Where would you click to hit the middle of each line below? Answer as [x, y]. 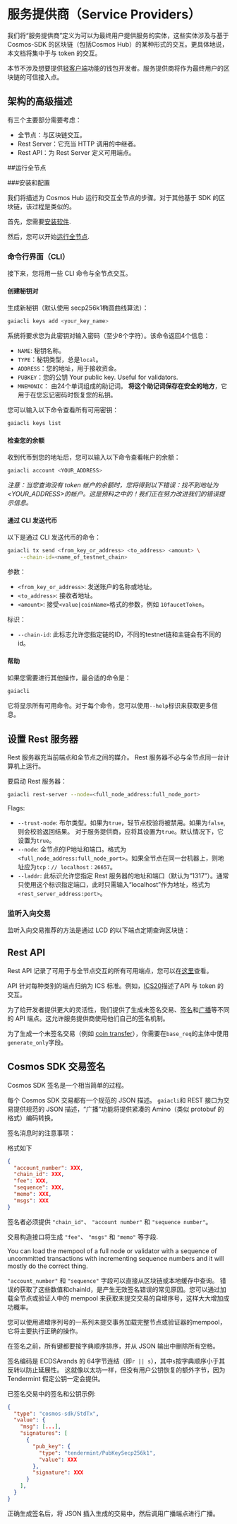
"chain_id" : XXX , [39, 1175]
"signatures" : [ [44, 1433]
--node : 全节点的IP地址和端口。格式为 [72, 849]
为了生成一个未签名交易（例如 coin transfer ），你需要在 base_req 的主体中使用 [118, 1033]
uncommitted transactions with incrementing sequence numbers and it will [116, 1258]
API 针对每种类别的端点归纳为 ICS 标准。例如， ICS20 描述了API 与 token [112, 985]
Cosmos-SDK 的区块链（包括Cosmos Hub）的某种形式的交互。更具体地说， [118, 44]
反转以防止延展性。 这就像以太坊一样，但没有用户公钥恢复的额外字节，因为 [116, 1370]
